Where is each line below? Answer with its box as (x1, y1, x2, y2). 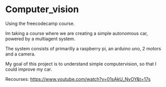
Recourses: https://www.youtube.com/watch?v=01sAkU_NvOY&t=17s (5, 76, 151, 82)
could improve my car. (5, 66, 52, 72)
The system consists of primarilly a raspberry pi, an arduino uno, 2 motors (5, 45, 161, 51)
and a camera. (5, 51, 36, 57)
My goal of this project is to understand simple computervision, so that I (5, 61, 157, 67)
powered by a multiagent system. (5, 36, 76, 42)
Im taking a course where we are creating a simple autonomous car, (5, 30, 148, 36)
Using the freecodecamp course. (5, 20, 75, 26)
